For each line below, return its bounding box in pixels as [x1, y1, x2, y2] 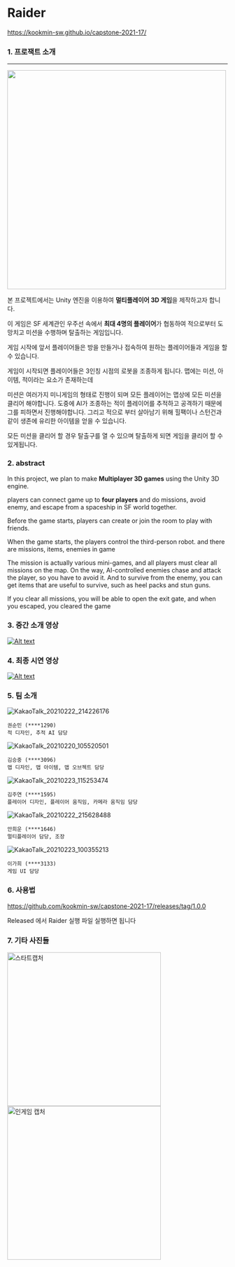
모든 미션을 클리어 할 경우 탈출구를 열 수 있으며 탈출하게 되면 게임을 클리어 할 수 [7, 432, 224, 440]
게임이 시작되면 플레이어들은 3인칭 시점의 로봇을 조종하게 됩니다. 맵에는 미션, [7, 367, 217, 376]
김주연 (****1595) [7, 791, 57, 798]
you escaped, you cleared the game [7, 601, 111, 610]
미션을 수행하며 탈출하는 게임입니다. [25, 328, 124, 337]
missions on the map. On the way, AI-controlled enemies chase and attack [7, 566, 222, 574]
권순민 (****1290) [7, 722, 57, 730]
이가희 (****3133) [7, 861, 57, 868]
